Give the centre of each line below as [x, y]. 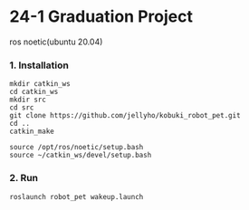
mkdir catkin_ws [40, 84]
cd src [22, 108]
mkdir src [28, 100]
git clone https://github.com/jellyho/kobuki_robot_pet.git [125, 116]
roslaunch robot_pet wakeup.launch [77, 196]
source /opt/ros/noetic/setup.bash [77, 148]
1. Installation [39, 65]
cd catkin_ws [34, 92]
